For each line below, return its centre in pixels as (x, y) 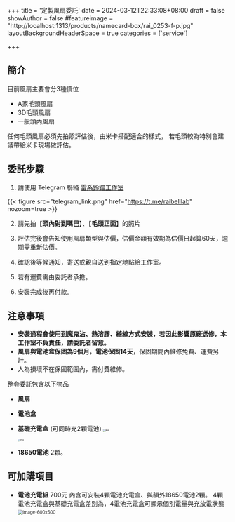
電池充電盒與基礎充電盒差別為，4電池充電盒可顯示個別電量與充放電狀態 (121, 503)
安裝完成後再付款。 (45, 292)
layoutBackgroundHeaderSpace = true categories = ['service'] (98, 33)
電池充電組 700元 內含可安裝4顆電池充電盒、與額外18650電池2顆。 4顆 (120, 495)
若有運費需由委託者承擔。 (54, 276)
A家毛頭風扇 (35, 103)
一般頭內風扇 (36, 121)
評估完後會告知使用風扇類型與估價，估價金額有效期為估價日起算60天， (120, 238)
